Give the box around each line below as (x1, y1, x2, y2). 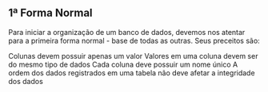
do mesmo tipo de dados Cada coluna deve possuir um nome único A (8, 59, 238, 69)
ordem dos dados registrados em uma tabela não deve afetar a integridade (8, 67, 255, 78)
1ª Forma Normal (8, 6, 94, 20)
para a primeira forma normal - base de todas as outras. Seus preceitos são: (8, 36, 260, 45)
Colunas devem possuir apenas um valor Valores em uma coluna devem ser (8, 51, 258, 60)
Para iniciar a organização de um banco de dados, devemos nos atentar (8, 27, 246, 36)
